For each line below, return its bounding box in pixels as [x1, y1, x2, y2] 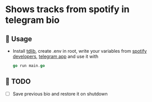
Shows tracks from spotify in [5, 4, 130, 15]
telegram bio [5, 14, 60, 26]
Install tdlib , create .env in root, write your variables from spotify [12, 48, 147, 54]
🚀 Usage [5, 35, 32, 43]
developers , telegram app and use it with [12, 53, 99, 59]
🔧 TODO [5, 77, 31, 86]
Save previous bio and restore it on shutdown [12, 90, 108, 97]
